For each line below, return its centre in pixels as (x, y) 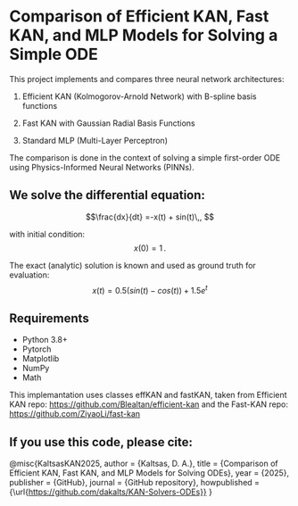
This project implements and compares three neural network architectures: (147, 79)
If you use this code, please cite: (101, 442)
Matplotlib (41, 359)
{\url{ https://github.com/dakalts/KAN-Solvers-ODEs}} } (111, 492)
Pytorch (37, 349)
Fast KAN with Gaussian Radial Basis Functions (108, 123)
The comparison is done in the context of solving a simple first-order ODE (145, 157)
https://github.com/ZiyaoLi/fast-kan (75, 414)
